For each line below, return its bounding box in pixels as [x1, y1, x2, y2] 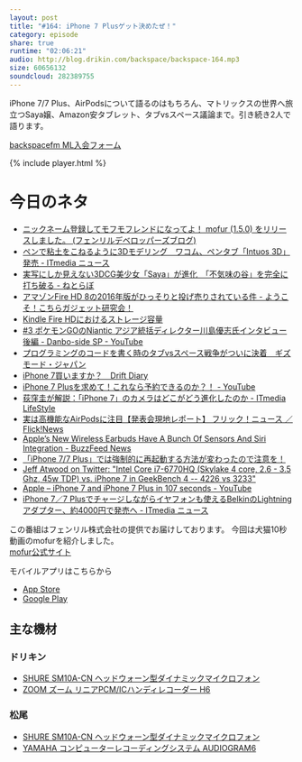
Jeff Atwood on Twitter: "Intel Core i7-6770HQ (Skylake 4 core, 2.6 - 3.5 [22, 464, 291, 474]
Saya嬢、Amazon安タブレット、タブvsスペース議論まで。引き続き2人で [24, 109, 291, 120]
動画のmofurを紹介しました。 [9, 535, 119, 546]
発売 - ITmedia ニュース [22, 257, 110, 268]
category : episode [9, 30, 78, 39]
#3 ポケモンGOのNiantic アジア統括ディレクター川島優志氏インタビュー [22, 325, 288, 335]
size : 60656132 [9, 64, 67, 73]
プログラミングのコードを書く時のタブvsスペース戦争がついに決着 [22, 347, 268, 358]
